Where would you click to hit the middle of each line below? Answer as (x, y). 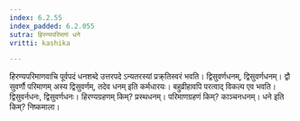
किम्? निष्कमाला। (35, 107)
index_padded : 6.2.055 (52, 26)
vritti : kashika (40, 43)
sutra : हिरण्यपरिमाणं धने (45, 34)
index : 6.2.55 (36, 18)
